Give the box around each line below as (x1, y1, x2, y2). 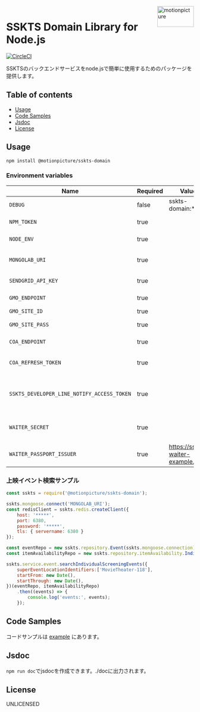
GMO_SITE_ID (9, 308, 43, 314)
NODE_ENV (9, 235, 34, 242)
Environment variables (6, 171, 73, 180)
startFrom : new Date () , (17, 572, 76, 578)
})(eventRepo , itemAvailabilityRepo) (6, 583, 100, 589)
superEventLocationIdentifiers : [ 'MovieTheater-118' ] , (17, 567, 153, 573)
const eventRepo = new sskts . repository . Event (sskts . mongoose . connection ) (6, 545, 196, 551)
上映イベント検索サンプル (6, 476, 79, 485)
